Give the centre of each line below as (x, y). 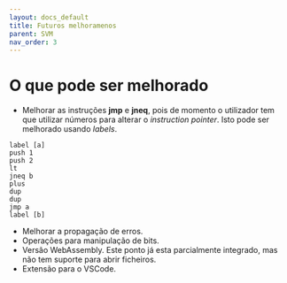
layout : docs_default (49, 17)
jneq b (21, 176)
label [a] (27, 145)
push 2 (21, 161)
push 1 (21, 153)
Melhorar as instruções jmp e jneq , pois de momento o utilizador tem (148, 111)
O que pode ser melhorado (109, 86)
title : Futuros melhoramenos (63, 26)
